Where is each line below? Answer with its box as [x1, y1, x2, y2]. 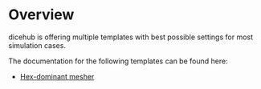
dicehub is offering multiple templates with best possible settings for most [8, 32, 254, 42]
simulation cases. [8, 40, 67, 50]
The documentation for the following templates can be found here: [8, 56, 228, 66]
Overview [8, 6, 75, 24]
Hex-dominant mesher [19, 71, 95, 81]
